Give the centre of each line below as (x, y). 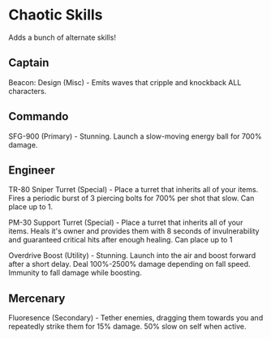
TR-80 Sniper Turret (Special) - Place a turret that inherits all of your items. (133, 190)
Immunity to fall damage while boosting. (75, 272)
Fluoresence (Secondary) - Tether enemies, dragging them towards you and (136, 318)
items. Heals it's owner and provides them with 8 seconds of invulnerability (134, 231)
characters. (28, 91)
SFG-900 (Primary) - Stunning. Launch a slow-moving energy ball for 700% (135, 136)
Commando (39, 116)
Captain (29, 63)
